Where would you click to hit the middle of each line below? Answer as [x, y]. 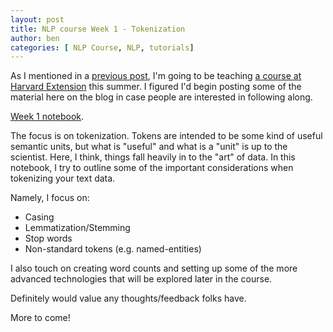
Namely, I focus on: [50, 198]
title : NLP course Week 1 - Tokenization [98, 29]
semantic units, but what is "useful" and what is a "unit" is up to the [149, 147]
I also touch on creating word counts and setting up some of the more [154, 268]
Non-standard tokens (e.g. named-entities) [113, 249]
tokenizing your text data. [63, 178]
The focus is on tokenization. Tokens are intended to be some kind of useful [166, 136]
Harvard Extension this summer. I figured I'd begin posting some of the [156, 87]
